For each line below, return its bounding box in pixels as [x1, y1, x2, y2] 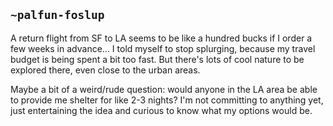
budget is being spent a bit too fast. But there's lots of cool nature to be [10, 53, 305, 65]
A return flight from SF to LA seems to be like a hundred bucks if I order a [10, 32, 313, 44]
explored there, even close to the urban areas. [10, 64, 201, 76]
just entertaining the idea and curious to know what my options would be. [10, 104, 313, 116]
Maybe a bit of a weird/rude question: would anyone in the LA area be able [10, 83, 318, 95]
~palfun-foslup [10, 8, 105, 23]
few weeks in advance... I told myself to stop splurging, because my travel [10, 42, 316, 54]
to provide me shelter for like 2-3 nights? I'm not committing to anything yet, [10, 94, 324, 106]
